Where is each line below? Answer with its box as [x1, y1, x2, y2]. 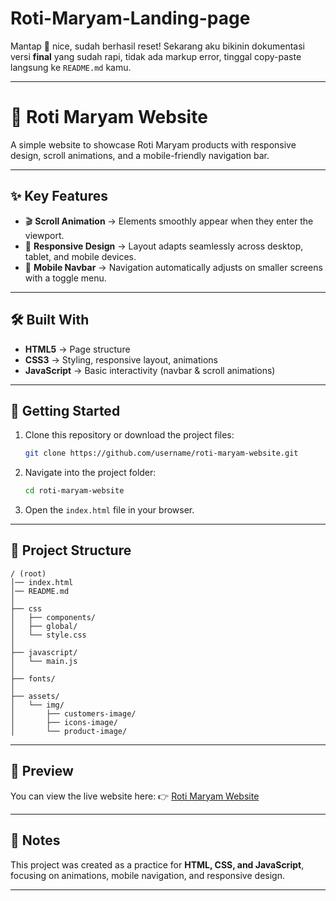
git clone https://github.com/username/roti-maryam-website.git [24, 448, 299, 459]
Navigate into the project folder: [24, 467, 157, 479]
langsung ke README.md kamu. [10, 61, 132, 73]
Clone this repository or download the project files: [24, 429, 235, 441]
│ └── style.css [10, 630, 87, 640]
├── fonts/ [10, 673, 56, 684]
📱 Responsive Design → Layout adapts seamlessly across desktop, [24, 240, 304, 252]
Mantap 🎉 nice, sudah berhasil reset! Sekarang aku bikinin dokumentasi [10, 40, 306, 52]
